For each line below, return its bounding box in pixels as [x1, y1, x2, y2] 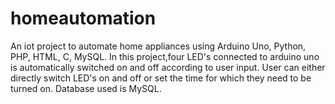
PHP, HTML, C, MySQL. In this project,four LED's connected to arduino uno [10, 50, 320, 62]
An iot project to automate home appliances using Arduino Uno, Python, [10, 40, 307, 52]
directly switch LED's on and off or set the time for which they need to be [10, 72, 312, 84]
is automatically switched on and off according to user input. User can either [10, 61, 326, 73]
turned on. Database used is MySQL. [10, 82, 162, 94]
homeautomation [10, 7, 157, 30]
